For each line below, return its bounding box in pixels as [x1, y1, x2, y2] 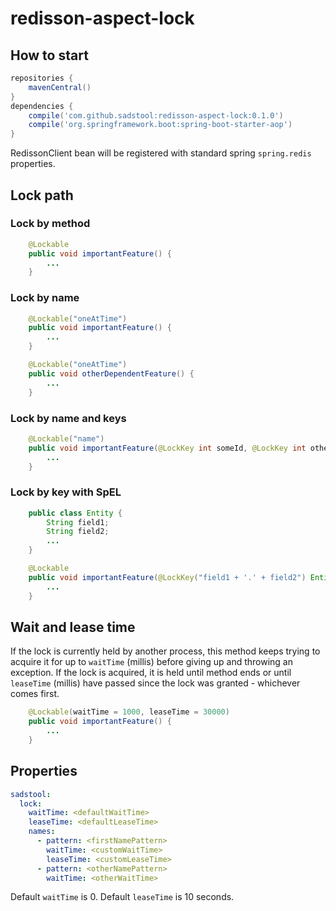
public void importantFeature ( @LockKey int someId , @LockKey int [28, 443, 307, 453]
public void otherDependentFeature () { [28, 368, 195, 379]
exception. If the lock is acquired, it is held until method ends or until [10, 667, 292, 679]
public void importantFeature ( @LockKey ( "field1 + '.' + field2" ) [28, 572, 307, 582]
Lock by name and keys [10, 411, 127, 425]
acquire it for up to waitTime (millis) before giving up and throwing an [10, 656, 293, 668]
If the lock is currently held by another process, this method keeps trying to [10, 645, 321, 657]
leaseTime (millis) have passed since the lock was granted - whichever [10, 677, 301, 689]
